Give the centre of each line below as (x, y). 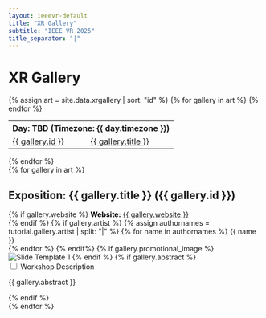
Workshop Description (57, 267)
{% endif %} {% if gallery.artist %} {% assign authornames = (109, 223)
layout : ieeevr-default (48, 16)
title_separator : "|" (45, 38)
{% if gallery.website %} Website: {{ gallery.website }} (99, 214)
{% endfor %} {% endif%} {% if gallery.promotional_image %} (111, 249)
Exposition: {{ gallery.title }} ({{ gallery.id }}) (122, 195)
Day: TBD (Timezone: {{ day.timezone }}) (91, 128)
